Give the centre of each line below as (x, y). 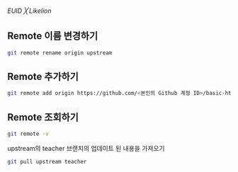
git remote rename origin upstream (60, 53)
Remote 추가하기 (43, 76)
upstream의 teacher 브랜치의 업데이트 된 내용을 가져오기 (86, 148)
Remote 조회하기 (43, 117)
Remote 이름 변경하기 (52, 36)
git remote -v (28, 134)
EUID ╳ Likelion (29, 11)
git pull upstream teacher (47, 161)
